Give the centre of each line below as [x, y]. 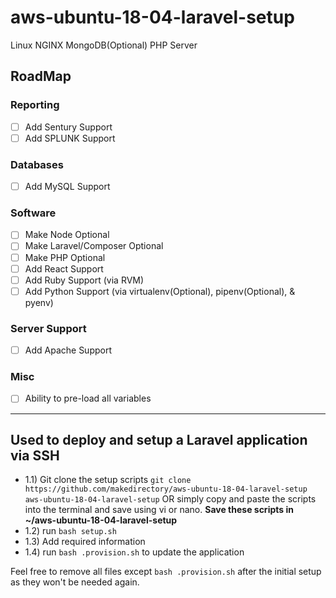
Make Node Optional [67, 235]
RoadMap [41, 76]
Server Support [48, 328]
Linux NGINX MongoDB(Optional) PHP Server [104, 45]
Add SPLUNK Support [70, 138]
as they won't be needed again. [75, 582]
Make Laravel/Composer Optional [94, 246]
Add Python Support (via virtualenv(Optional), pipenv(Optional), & [160, 291]
